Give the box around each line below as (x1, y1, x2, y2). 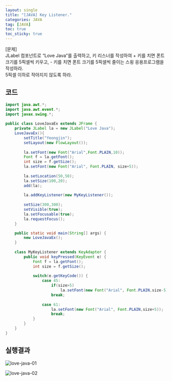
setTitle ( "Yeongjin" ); (24, 135, 72, 141)
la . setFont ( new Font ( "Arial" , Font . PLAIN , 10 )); (24, 150, 125, 155)
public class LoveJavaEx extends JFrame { (5, 121, 97, 126)
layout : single (5, 7, 38, 13)
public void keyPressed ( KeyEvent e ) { (24, 254, 106, 259)
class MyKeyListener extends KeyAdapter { (14, 250, 106, 255)
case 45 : (41, 278, 60, 284)
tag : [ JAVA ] (5, 22, 31, 27)
